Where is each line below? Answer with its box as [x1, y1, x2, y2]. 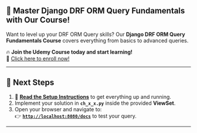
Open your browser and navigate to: [14, 105, 102, 112]
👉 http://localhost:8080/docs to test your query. [14, 112, 137, 119]
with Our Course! [6, 15, 70, 25]
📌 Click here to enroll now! [6, 55, 70, 62]
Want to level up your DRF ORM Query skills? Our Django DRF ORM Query [6, 31, 186, 38]
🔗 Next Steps [6, 78, 55, 88]
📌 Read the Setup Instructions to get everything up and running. [14, 93, 172, 100]
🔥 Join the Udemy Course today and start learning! [6, 48, 133, 55]
